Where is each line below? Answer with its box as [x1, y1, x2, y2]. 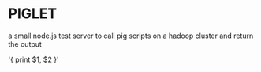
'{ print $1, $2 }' [8, 55, 59, 64]
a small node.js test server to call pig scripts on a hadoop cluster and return [8, 31, 254, 40]
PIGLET [8, 5, 58, 23]
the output [8, 39, 42, 48]
